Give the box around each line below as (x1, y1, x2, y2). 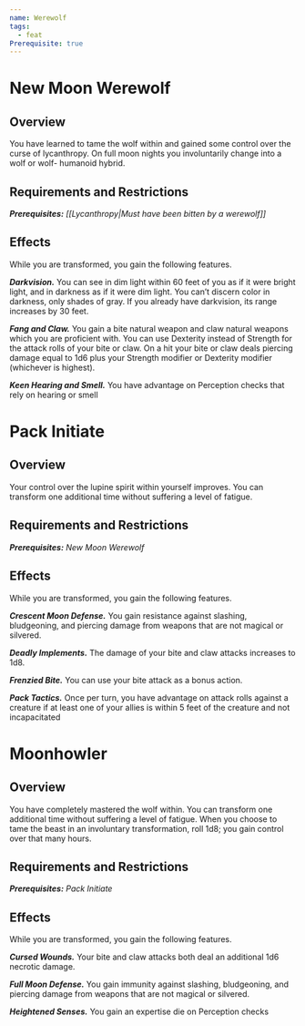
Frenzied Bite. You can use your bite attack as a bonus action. (9, 674, 243, 685)
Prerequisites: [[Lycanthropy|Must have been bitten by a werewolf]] (9, 209, 267, 220)
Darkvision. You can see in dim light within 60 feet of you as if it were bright (9, 276, 296, 287)
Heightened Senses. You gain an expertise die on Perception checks (9, 1006, 269, 1017)
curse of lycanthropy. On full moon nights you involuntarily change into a (9, 148, 282, 159)
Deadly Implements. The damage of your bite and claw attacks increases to (9, 647, 296, 658)
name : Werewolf (9, 13, 67, 23)
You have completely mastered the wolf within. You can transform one (9, 804, 273, 815)
